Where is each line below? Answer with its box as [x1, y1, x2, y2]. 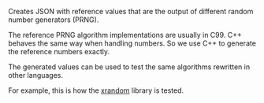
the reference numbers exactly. [8, 47, 110, 56]
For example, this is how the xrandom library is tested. [8, 86, 184, 95]
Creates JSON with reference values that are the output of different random [8, 7, 254, 16]
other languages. [8, 71, 64, 79]
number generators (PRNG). [8, 15, 99, 24]
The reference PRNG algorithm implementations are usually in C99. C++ [8, 31, 243, 39]
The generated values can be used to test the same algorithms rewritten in [8, 62, 251, 72]
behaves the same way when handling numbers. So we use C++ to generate [8, 39, 256, 48]
